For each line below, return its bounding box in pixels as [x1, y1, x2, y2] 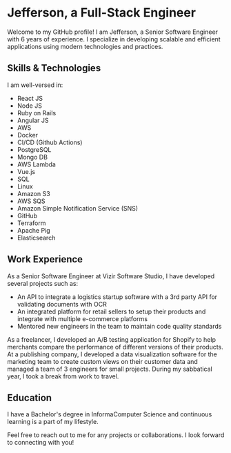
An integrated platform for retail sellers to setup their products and [17, 307, 206, 316]
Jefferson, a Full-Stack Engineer [7, 5, 197, 21]
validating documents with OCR [17, 300, 107, 308]
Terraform [17, 219, 46, 227]
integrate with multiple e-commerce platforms [17, 314, 148, 322]
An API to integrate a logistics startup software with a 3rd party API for [17, 292, 218, 301]
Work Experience [7, 253, 83, 265]
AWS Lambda [17, 160, 57, 168]
